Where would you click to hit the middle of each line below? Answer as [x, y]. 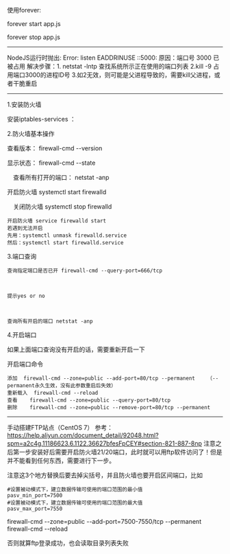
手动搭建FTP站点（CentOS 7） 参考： [60, 427]
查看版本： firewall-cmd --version [55, 148]
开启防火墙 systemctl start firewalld [57, 192]
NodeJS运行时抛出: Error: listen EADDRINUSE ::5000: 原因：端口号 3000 [110, 58]
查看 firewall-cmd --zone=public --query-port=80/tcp [89, 400]
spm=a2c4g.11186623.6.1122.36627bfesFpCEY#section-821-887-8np [105, 443]
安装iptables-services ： [42, 119]
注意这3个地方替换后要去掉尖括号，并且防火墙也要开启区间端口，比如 [105, 475]
